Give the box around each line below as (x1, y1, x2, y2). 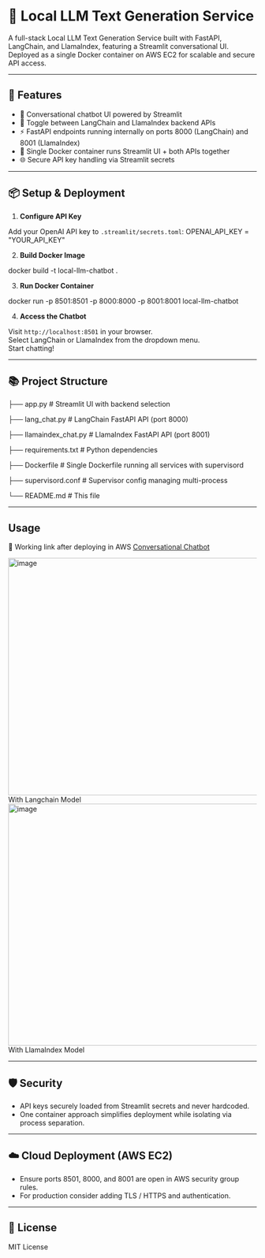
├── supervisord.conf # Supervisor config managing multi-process (8, 476, 228, 486)
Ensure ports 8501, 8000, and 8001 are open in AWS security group (19, 1174, 240, 1183)
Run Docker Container (19, 281, 95, 290)
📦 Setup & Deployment (8, 187, 125, 200)
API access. (8, 58, 47, 68)
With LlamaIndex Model (8, 1045, 85, 1055)
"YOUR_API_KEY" (8, 235, 65, 244)
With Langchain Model (8, 795, 81, 805)
